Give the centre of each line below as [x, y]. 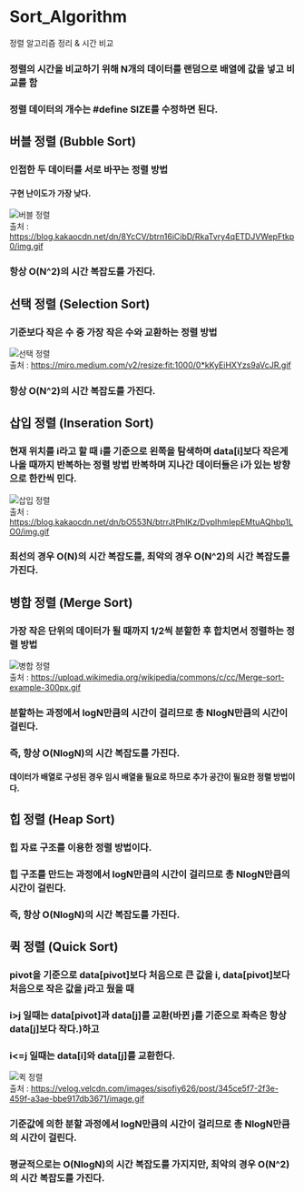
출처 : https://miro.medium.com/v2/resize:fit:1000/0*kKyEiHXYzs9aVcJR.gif [151, 365]
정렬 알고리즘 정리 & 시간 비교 [62, 43]
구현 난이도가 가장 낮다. [50, 193]
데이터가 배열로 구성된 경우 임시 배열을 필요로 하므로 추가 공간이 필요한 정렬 [141, 776]
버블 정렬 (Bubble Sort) [73, 141]
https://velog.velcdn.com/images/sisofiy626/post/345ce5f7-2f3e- [155, 1088]
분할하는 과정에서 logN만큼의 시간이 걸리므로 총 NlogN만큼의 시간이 [149, 713]
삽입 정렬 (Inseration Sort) [82, 424]
